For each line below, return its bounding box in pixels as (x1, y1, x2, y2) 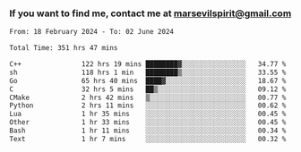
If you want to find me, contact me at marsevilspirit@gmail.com (9, 7, 292, 20)
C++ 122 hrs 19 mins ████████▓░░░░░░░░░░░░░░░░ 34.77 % (9, 60, 287, 69)
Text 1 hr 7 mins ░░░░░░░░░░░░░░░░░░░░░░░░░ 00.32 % (9, 134, 287, 143)
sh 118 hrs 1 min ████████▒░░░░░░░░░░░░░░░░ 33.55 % (9, 68, 287, 77)
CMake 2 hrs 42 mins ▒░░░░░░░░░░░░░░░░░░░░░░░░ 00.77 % (9, 93, 287, 102)
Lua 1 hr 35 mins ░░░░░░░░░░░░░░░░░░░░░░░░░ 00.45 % (9, 110, 287, 119)
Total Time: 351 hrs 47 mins (9, 44, 118, 53)
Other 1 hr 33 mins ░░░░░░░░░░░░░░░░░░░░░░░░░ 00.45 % (9, 118, 287, 127)
